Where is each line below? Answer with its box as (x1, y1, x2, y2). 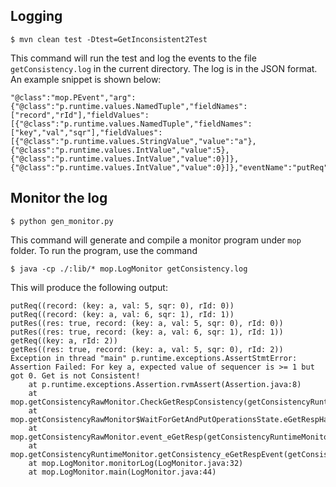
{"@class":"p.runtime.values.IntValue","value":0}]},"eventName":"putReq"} (10, 162, 333, 173)
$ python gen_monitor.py (10, 216, 114, 226)
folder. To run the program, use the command (10, 244, 198, 256)
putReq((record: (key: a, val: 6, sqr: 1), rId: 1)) (10, 309, 235, 319)
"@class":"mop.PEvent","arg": (10, 92, 137, 103)
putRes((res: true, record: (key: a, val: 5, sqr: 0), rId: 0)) (10, 318, 284, 328)
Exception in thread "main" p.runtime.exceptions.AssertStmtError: (10, 353, 298, 363)
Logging (10, 8, 63, 25)
